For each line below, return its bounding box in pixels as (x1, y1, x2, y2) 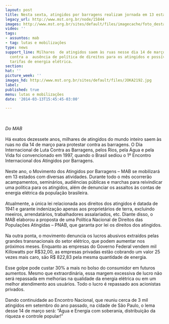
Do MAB (5, 126, 23, 132)
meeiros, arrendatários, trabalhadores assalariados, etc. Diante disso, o (5, 211, 153, 218)
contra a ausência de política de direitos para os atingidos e (10, 54, 150, 60)
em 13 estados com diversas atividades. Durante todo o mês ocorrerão (5, 174, 152, 180)
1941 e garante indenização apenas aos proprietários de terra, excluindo (5, 206, 155, 212)
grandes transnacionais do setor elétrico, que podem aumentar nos (5, 238, 145, 244)
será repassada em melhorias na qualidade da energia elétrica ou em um (5, 276, 156, 282)
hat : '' (5, 69, 22, 74)
